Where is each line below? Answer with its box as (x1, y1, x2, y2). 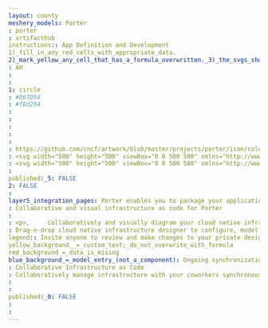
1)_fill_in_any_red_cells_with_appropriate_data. (8, 49, 177, 57)
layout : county (8, 11, 59, 20)
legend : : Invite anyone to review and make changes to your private (8, 234, 241, 242)
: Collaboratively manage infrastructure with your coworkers (8, 271, 219, 279)
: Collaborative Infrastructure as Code (8, 264, 145, 271)
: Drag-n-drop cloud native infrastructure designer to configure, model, (8, 226, 262, 235)
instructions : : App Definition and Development (8, 41, 170, 49)
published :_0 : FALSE (8, 293, 77, 301)
